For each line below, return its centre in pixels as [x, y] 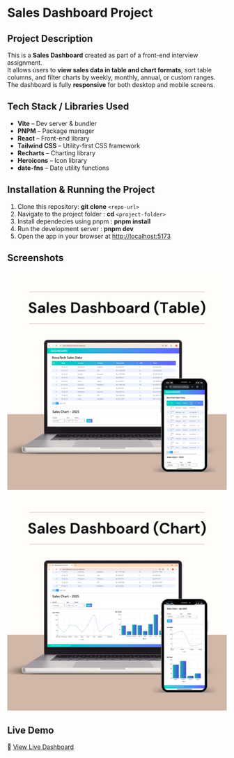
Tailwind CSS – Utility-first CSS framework [79, 145]
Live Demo [31, 730]
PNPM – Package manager [56, 131]
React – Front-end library [53, 138]
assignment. [25, 63]
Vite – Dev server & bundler [57, 123]
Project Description [50, 39]
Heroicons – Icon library [52, 160]
